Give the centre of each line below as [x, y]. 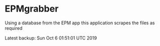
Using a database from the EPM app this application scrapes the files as [80, 23]
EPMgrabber [32, 9]
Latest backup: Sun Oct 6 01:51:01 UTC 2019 [51, 38]
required [14, 28]
